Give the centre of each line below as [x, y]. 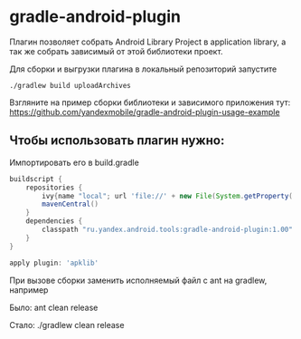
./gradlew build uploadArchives [70, 85]
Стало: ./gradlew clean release [67, 324]
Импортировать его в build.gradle [75, 162]
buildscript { [36, 179]
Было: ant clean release [54, 307]
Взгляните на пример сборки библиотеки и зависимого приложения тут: [150, 102]
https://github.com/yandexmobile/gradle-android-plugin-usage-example [145, 111]
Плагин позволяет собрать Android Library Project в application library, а [148, 42]
